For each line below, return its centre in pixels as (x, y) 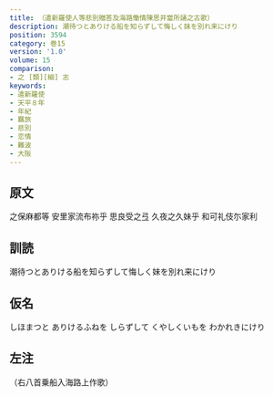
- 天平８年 (27, 103)
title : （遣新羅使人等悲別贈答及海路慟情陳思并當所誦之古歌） (112, 18)
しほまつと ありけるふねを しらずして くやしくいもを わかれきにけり (137, 327)
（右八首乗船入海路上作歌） (61, 382)
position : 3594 (38, 35)
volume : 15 (30, 60)
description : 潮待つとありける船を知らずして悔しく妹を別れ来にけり (124, 26)
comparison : (32, 69)
